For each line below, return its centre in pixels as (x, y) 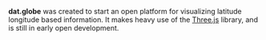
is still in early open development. (64, 28)
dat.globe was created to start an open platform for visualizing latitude (125, 11)
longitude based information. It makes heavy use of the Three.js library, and (133, 20)
